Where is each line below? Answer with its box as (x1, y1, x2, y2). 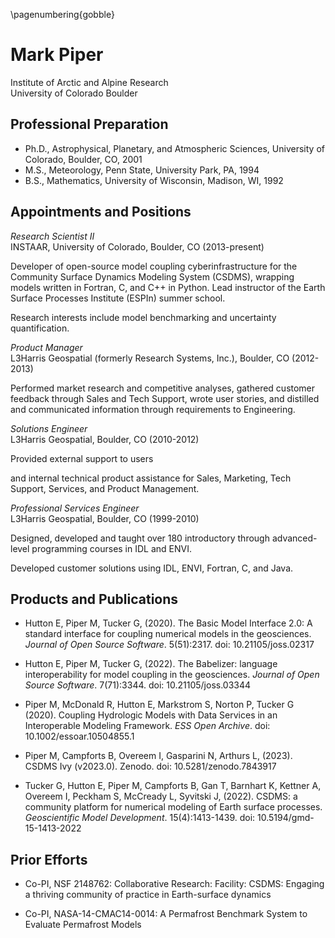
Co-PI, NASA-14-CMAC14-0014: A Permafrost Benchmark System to (24, 908, 308, 920)
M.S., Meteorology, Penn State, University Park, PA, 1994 (24, 164, 260, 176)
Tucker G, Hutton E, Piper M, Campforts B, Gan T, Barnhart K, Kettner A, (24, 780, 322, 792)
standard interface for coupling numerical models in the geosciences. (24, 628, 312, 640)
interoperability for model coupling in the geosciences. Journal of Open (24, 669, 320, 681)
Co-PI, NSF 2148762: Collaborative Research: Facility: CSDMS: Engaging (24, 878, 325, 890)
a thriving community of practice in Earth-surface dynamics (24, 889, 272, 901)
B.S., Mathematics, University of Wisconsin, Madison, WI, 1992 (24, 174, 284, 186)
